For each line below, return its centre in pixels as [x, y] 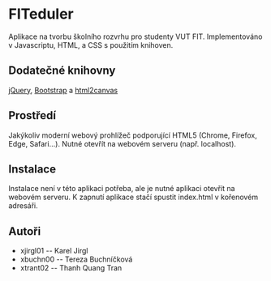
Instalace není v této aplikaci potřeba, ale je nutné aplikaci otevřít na [122, 189]
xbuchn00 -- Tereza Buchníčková [76, 259]
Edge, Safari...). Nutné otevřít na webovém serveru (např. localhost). [123, 143]
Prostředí [32, 115]
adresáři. [23, 206]
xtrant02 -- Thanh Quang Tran [71, 268]
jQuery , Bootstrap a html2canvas [63, 90]
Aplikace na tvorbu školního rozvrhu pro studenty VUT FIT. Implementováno [135, 36]
